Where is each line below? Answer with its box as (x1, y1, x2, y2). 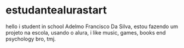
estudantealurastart (5, 4, 107, 17)
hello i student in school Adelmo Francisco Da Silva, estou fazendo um (5, 23, 178, 30)
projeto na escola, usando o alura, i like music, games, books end (5, 29, 166, 36)
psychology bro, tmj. (5, 35, 56, 42)
